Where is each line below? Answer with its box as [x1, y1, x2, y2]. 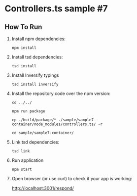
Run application [11, 157, 44, 163]
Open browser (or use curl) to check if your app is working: [11, 176, 133, 181]
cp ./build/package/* [11, 117, 56, 122]
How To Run [4, 23, 42, 31]
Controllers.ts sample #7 [4, 3, 108, 14]
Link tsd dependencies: [11, 139, 60, 145]
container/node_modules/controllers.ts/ [11, 122, 96, 127]
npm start [11, 167, 33, 172]
